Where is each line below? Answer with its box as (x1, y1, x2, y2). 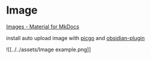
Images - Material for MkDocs (6, 23, 80, 30)
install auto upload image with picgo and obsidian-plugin (6, 34, 145, 41)
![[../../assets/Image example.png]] (6, 45, 91, 53)
